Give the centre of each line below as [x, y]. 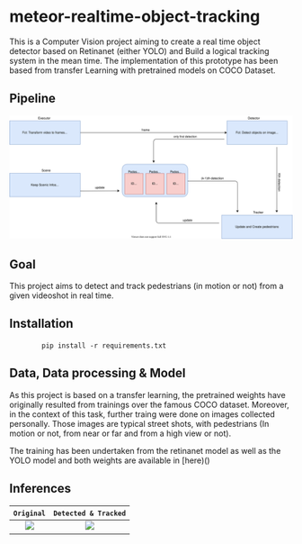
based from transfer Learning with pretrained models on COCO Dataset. [142, 70]
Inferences [40, 489]
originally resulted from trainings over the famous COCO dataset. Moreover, [149, 404]
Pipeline [33, 99]
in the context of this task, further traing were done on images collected [142, 414]
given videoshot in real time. [62, 295]
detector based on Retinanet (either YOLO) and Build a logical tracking [139, 50]
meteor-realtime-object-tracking [135, 17]
